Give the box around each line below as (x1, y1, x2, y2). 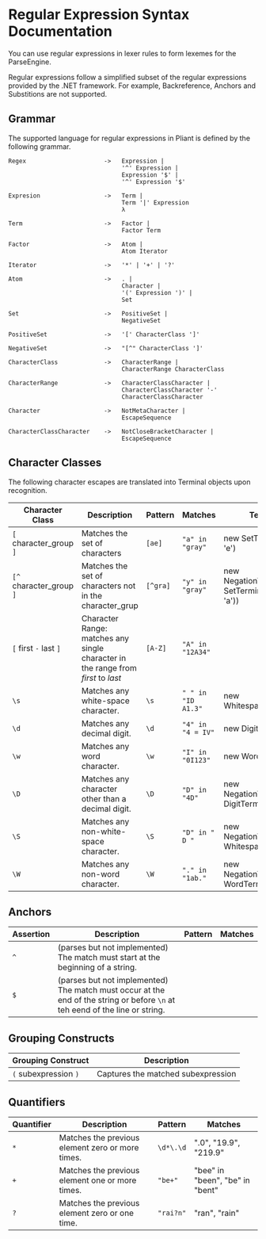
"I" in (181, 748, 207, 756)
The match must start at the (58, 952, 161, 963)
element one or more (59, 1175, 137, 1186)
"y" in (181, 577, 207, 586)
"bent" (193, 1185, 219, 1195)
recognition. (8, 485, 47, 495)
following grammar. (8, 141, 71, 151)
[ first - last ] (12, 642, 61, 653)
